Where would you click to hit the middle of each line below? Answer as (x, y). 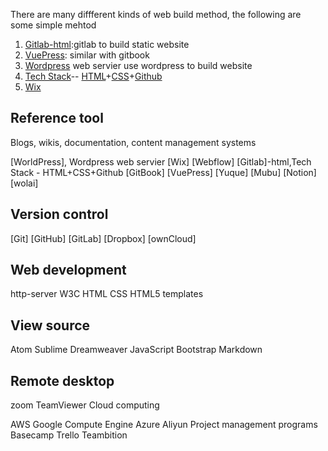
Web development (68, 270)
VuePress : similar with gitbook (87, 55)
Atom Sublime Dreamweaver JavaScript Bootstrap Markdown (136, 350)
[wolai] (24, 183)
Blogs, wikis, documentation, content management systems (133, 142)
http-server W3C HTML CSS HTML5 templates (107, 294)
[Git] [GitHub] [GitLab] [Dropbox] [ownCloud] (103, 238)
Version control (59, 214)
